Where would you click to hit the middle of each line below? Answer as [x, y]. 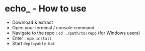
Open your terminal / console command [53, 27]
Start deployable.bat [33, 43]
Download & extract [32, 22]
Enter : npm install [32, 38]
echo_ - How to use [46, 9]
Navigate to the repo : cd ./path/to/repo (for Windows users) [76, 33]
